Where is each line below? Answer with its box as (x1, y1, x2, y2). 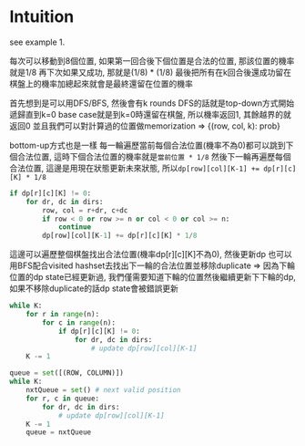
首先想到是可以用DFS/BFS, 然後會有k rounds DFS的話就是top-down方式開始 (9, 98, 294, 109)
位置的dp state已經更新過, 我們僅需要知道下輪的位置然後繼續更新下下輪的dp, (9, 272, 296, 283)
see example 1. (9, 36, 66, 47)
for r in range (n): (25, 310, 100, 319)
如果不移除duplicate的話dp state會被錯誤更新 (9, 283, 179, 294)
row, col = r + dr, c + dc (42, 205, 128, 215)
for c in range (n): (42, 317, 117, 327)
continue (57, 223, 92, 232)
